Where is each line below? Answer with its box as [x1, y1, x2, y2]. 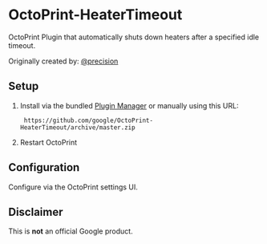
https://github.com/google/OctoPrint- [23, 116, 154, 124]
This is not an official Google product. [8, 226, 134, 236]
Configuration [8, 161, 80, 174]
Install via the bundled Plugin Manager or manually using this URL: [19, 100, 239, 110]
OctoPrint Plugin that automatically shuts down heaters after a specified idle [8, 32, 260, 42]
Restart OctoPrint [19, 137, 78, 147]
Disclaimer [8, 205, 63, 218]
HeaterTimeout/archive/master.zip [19, 123, 136, 132]
